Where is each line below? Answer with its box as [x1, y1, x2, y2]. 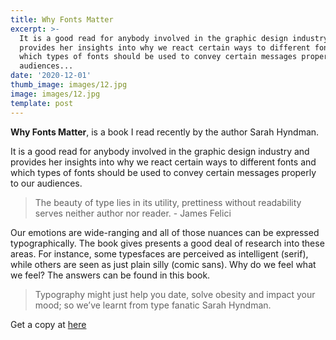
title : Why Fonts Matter [10, 14, 114, 25]
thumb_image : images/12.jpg [10, 80, 128, 90]
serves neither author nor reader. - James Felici [34, 207, 232, 219]
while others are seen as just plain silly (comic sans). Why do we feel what [10, 258, 317, 270]
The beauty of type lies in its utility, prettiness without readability [34, 196, 302, 208]
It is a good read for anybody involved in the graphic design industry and [10, 145, 310, 157]
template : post [10, 98, 74, 108]
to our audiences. [10, 177, 83, 189]
